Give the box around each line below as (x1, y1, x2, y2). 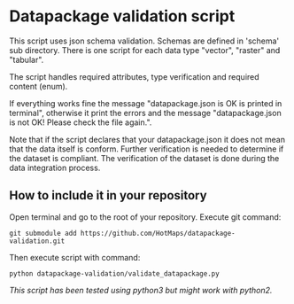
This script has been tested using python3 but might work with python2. (9, 285, 273, 295)
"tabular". (9, 54, 44, 65)
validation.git (9, 237, 66, 246)
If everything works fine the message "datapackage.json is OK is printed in (9, 97, 282, 108)
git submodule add (9, 229, 77, 238)
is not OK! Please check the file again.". (9, 117, 152, 128)
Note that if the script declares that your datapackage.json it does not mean (9, 134, 286, 144)
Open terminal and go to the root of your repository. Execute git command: (9, 211, 282, 222)
